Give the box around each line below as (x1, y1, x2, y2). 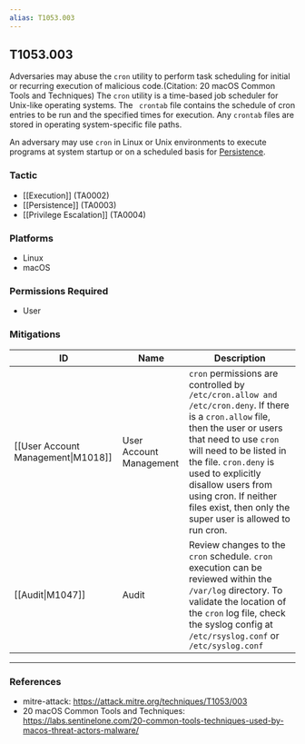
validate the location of (189, 595, 287, 608)
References (9, 675, 62, 688)
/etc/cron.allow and (189, 390, 278, 400)
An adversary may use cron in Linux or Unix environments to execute (9, 137, 267, 148)
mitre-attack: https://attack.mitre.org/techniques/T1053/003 (22, 696, 248, 707)
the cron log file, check (189, 606, 286, 619)
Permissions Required (9, 284, 109, 297)
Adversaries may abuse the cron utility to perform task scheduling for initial (9, 71, 290, 82)
